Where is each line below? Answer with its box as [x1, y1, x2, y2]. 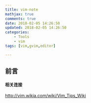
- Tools [14, 35, 29, 40]
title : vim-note [5, 7, 38, 12]
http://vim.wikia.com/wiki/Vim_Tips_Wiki [5, 93, 87, 99]
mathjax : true [5, 12, 34, 17]
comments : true [5, 16, 36, 21]
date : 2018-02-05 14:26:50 [5, 21, 60, 26]
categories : [5, 30, 29, 35]
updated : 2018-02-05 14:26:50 [5, 25, 67, 30]
